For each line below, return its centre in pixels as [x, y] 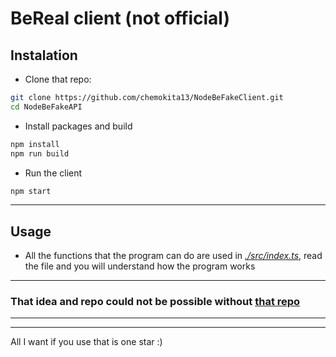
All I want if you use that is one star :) [86, 342]
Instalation [44, 55]
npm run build [40, 153]
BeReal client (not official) [120, 18]
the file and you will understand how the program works [140, 266]
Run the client [53, 173]
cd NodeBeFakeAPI [46, 107]
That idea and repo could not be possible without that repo [155, 302]
